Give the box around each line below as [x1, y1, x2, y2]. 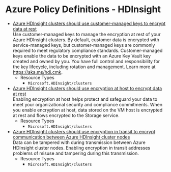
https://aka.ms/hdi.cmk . [12, 69, 63, 75]
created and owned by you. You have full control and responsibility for [12, 58, 160, 64]
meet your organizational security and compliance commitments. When [12, 101, 163, 107]
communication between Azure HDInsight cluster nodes [12, 134, 130, 140]
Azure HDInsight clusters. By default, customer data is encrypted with [12, 37, 159, 43]
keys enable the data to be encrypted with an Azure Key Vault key [12, 52, 151, 59]
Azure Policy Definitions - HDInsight [5, 4, 161, 15]
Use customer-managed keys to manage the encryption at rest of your [12, 31, 161, 37]
